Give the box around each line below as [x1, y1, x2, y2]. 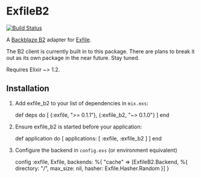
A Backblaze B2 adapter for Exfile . [6, 36, 92, 43]
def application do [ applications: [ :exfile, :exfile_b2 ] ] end [14, 134, 162, 142]
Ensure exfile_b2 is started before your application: [14, 123, 142, 130]
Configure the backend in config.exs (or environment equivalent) [14, 147, 177, 154]
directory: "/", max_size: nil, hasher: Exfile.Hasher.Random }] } [14, 165, 170, 172]
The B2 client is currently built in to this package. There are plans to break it [6, 47, 195, 55]
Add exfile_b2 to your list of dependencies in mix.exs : [14, 99, 149, 107]
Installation [6, 84, 49, 94]
